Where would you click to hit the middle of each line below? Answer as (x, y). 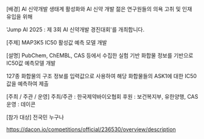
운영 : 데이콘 (21, 104)
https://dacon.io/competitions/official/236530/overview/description (91, 129)
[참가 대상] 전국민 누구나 (35, 117)
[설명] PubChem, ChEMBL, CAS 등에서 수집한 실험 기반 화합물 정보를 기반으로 (100, 55)
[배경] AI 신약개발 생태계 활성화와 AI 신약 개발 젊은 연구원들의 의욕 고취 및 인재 (99, 9)
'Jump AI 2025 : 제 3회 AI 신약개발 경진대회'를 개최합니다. (76, 30)
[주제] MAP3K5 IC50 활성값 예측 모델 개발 (57, 42)
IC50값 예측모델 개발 (31, 63)
